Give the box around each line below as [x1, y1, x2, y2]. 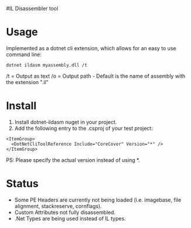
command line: [6, 51, 42, 58]
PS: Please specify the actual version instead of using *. [6, 156, 140, 163]
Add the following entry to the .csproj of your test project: [14, 125, 153, 132]
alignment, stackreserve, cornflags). [14, 202, 102, 209]
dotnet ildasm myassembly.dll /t [6, 62, 88, 68]
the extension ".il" [6, 78, 48, 85]
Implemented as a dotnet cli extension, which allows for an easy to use [6, 44, 176, 51]
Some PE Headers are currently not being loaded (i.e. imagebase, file [14, 196, 182, 203]
